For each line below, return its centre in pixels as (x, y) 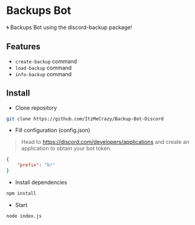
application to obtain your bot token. (66, 148)
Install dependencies (41, 183)
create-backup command (46, 61)
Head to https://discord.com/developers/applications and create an (105, 142)
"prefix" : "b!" (36, 165)
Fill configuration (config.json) (53, 130)
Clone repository (36, 108)
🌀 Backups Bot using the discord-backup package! (69, 27)
